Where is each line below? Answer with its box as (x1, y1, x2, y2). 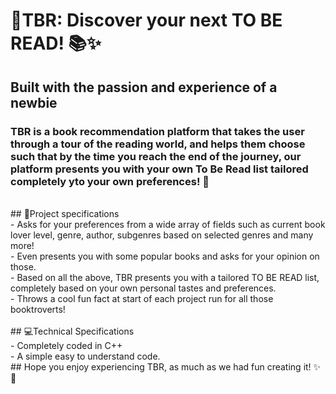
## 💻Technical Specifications (10, 325, 135, 337)
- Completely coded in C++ (10, 339, 123, 351)
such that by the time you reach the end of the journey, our (10, 149, 302, 163)
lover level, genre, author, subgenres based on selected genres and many (10, 229, 314, 241)
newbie (10, 94, 58, 111)
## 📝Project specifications (10, 207, 120, 219)
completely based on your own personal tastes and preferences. (10, 282, 277, 294)
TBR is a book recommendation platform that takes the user (10, 124, 305, 138)
